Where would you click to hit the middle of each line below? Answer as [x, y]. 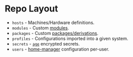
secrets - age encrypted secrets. [46, 43]
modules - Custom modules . [40, 27]
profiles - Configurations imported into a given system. [70, 38]
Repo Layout [31, 9]
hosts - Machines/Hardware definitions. [53, 22]
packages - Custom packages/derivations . [55, 33]
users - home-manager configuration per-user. [60, 49]
